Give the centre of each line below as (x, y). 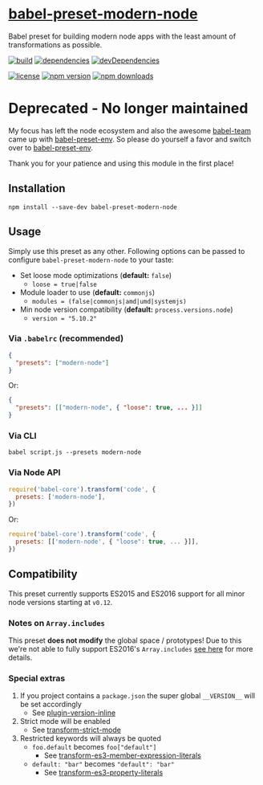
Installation (37, 188)
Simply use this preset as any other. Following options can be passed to (127, 251)
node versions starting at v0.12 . (61, 602)
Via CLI (22, 435)
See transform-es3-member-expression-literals (123, 755)
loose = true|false (65, 284)
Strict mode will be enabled (65, 722)
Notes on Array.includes (57, 623)
